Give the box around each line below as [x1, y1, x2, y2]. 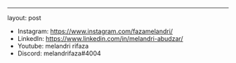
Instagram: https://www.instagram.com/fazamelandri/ [17, 27, 173, 35]
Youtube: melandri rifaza [17, 42, 89, 50]
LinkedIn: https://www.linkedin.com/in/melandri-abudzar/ [17, 35, 184, 42]
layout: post [7, 14, 41, 21]
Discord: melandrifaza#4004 [17, 49, 102, 57]
